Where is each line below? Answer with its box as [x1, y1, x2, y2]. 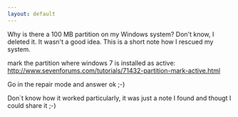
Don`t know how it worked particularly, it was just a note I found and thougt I [7, 94, 232, 102]
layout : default [7, 10, 56, 18]
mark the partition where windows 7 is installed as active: [7, 58, 176, 67]
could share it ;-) [7, 101, 56, 110]
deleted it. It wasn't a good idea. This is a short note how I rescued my [7, 37, 214, 46]
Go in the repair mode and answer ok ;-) [7, 79, 125, 89]
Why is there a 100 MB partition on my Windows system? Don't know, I [7, 30, 214, 38]
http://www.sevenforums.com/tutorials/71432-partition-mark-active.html [7, 66, 221, 74]
